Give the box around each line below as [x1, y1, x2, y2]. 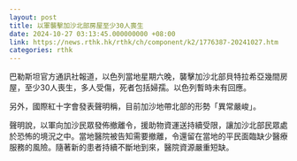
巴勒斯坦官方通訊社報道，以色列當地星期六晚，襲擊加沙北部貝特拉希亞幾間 [9, 72, 280, 82]
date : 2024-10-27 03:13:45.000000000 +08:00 [9, 29, 176, 38]
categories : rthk [9, 46, 73, 55]
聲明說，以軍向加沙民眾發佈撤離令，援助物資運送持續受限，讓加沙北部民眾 [9, 120, 280, 131]
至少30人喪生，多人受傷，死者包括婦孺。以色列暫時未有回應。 [24, 82, 252, 93]
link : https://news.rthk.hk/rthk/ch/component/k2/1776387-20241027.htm [9, 37, 278, 47]
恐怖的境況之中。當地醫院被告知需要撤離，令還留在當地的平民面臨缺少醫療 [16, 131, 288, 142]
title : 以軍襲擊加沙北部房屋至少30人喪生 [9, 21, 144, 30]
